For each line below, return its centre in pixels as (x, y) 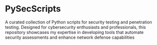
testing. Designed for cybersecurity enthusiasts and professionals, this (76, 27)
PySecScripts (33, 9)
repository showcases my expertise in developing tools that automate (74, 32)
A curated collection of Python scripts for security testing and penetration (79, 22)
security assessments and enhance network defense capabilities (70, 37)
